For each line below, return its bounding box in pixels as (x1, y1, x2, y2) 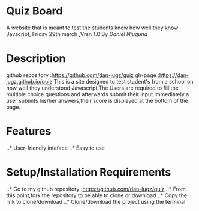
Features (6, 124, 52, 138)
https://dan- (159, 71, 189, 79)
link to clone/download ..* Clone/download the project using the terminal (6, 198, 186, 205)
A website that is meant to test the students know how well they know (6, 24, 179, 31)
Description (6, 52, 66, 66)
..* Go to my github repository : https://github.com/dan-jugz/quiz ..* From (6, 185, 186, 192)
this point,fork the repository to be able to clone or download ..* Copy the (6, 191, 188, 199)
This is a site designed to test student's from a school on (53, 78, 194, 85)
